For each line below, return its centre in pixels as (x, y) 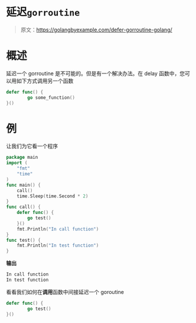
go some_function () (51, 97)
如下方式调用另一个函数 (45, 81)
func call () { (24, 207)
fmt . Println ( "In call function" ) (58, 229)
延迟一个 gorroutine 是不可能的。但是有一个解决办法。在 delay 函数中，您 (95, 73)
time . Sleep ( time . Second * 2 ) (53, 196)
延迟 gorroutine (43, 12)
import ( (17, 163)
